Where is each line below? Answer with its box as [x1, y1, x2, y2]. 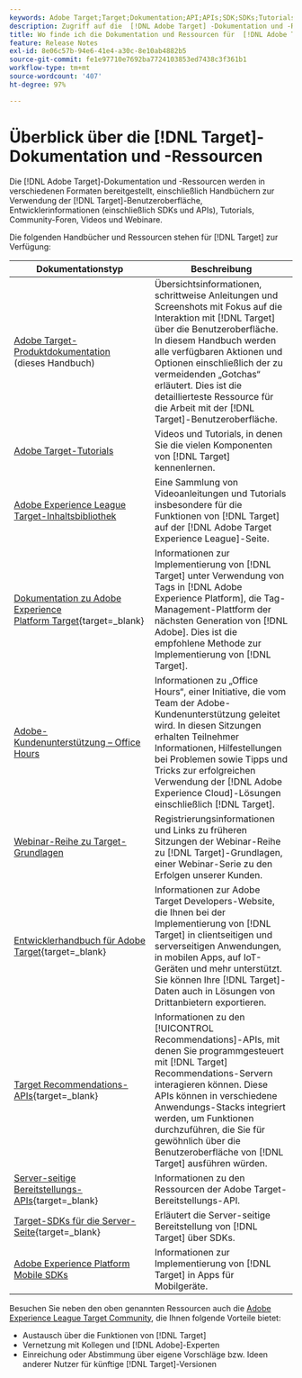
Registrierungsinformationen [154, 812, 276, 825]
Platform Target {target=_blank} [13, 614, 145, 627]
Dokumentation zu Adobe [13, 592, 122, 604]
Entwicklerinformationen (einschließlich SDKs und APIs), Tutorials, [9, 204, 254, 215]
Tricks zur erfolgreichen [154, 764, 256, 776]
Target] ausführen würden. [154, 1156, 268, 1169]
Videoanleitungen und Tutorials [154, 487, 287, 500]
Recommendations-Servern [154, 1066, 273, 1079]
